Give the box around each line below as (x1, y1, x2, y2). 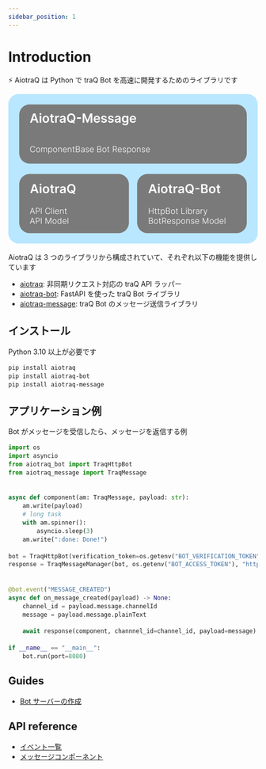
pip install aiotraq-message (8, 380, 104, 388)
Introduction (8, 48, 92, 66)
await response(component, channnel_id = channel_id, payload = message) (22, 627, 257, 635)
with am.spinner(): (22, 519, 87, 527)
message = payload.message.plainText (22, 611, 147, 619)
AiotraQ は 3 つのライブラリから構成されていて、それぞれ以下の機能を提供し (8, 252, 257, 261)
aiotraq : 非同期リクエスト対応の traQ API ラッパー (19, 279, 182, 288)
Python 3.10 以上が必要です (8, 347, 97, 356)
